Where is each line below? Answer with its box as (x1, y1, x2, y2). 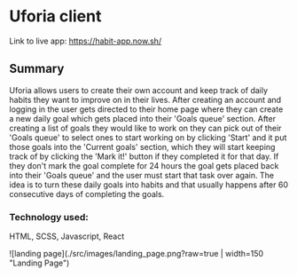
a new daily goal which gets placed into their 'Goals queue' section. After (9, 113, 277, 123)
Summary (9, 61, 65, 76)
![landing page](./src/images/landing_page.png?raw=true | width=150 (9, 249, 264, 259)
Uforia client (9, 6, 102, 27)
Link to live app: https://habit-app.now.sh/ (9, 36, 162, 46)
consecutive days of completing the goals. (9, 188, 165, 199)
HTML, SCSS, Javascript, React (9, 231, 125, 241)
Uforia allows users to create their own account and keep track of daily (9, 84, 269, 95)
